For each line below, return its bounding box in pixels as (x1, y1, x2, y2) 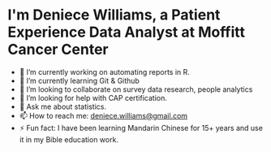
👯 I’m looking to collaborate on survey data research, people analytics (19, 84, 253, 94)
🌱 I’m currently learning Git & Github (19, 76, 140, 85)
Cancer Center (7, 41, 109, 59)
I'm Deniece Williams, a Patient (7, 6, 221, 24)
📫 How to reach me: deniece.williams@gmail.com (19, 111, 188, 120)
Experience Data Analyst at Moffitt (7, 23, 245, 41)
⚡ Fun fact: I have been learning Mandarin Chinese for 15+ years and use (19, 123, 263, 132)
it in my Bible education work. (19, 134, 119, 144)
